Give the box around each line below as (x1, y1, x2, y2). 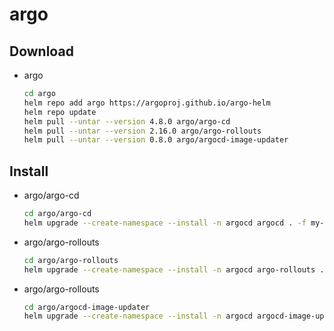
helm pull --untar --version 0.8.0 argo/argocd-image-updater (23, 135, 289, 145)
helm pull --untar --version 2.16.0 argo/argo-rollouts (23, 126, 262, 136)
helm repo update (23, 107, 97, 117)
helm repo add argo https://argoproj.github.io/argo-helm (23, 98, 271, 108)
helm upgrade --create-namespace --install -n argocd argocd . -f (23, 218, 307, 228)
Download (9, 43, 74, 60)
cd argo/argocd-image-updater (23, 302, 151, 312)
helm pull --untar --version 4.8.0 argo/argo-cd (23, 116, 231, 127)
